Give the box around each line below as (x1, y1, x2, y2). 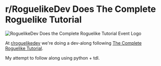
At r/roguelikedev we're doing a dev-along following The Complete (5, 40, 142, 46)
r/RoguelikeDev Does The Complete (5, 3, 156, 15)
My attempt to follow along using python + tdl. (5, 55, 100, 61)
